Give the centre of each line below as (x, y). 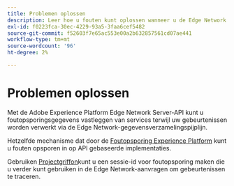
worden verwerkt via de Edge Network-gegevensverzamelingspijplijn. (108, 127)
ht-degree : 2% (28, 53)
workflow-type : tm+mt (39, 40)
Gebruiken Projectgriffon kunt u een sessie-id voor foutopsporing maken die (116, 162)
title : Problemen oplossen (46, 14)
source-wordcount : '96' (42, 46)
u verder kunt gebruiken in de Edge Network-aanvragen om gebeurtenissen (116, 169)
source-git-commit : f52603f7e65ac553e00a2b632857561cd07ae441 (100, 33)
